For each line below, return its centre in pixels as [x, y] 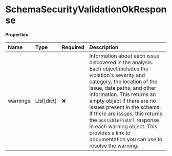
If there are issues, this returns [126, 113]
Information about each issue [124, 56]
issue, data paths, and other [123, 88]
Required [73, 47]
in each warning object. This [123, 126]
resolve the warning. [114, 146]
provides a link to [110, 133]
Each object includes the [119, 69]
